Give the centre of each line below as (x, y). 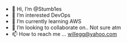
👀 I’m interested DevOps (41, 15)
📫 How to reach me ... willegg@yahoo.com (64, 34)
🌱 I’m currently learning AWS (46, 21)
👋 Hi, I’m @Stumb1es (36, 9)
